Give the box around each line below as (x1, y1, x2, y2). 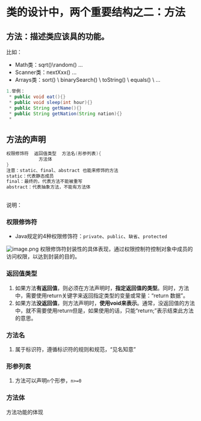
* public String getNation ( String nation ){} (8, 111, 122, 117)
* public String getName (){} (8, 105, 82, 111)
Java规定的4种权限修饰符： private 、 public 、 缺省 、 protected (14, 233, 167, 240)
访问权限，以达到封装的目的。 (6, 253, 80, 260)
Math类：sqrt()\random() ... (14, 61, 83, 68)
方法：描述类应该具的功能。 (6, 31, 110, 41)
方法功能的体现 (6, 408, 43, 416)
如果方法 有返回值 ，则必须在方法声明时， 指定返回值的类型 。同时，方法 (14, 284, 190, 292)
